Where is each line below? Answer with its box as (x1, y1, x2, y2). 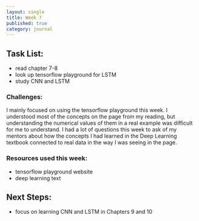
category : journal (6, 26, 53, 32)
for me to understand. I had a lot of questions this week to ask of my (6, 126, 177, 133)
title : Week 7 (6, 15, 42, 21)
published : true (6, 20, 47, 26)
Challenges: (6, 93, 43, 101)
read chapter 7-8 (15, 65, 58, 72)
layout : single (6, 9, 45, 15)
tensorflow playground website (15, 168, 93, 175)
